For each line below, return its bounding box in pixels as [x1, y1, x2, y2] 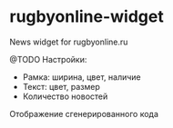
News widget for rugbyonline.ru [9, 36, 128, 47]
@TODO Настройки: [9, 54, 87, 64]
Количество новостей [22, 91, 108, 102]
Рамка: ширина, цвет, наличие [22, 71, 141, 83]
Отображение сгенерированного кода [9, 108, 159, 119]
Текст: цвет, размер [22, 81, 100, 92]
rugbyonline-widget [9, 6, 164, 27]
